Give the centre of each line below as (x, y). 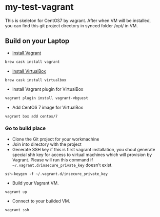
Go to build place (26, 128)
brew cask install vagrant (32, 62)
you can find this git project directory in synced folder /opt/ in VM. (71, 25)
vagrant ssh (17, 210)
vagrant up (16, 192)
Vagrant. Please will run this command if (53, 159)
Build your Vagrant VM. (35, 183)
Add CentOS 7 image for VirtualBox (48, 107)
